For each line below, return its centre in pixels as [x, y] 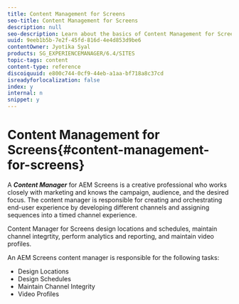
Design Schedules [44, 278]
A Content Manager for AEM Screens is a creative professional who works [117, 185]
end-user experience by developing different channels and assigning [108, 207]
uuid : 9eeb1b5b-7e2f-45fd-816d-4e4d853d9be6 [74, 40]
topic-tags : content [38, 60]
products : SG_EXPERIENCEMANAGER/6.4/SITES [71, 54]
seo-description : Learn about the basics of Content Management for [111, 34]
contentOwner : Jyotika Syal [49, 47]
